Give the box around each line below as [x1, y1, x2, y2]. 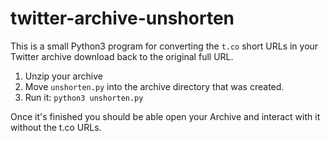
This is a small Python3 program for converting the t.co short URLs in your [10, 40, 319, 52]
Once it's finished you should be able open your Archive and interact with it [10, 110, 321, 122]
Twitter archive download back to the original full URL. [10, 50, 234, 62]
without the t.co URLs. [10, 121, 102, 133]
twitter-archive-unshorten [10, 7, 235, 30]
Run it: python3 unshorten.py [24, 91, 144, 103]
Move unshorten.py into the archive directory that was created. [24, 80, 285, 92]
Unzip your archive [24, 70, 103, 82]
